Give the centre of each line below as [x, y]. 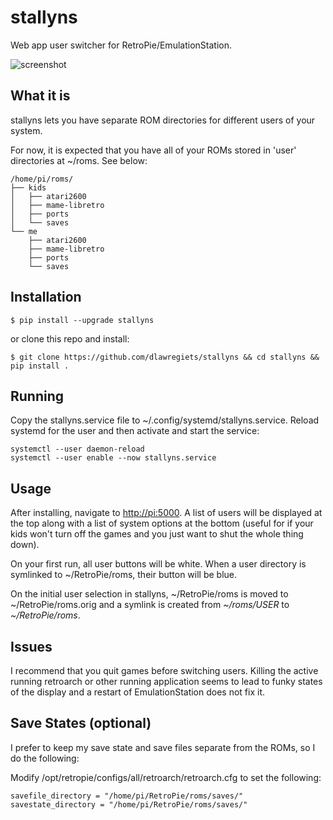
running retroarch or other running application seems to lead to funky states [166, 681]
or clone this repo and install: [70, 338]
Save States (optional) [81, 723]
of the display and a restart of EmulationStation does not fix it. [138, 692]
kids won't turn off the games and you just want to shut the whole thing [157, 534]
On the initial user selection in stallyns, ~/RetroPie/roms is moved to [149, 594]
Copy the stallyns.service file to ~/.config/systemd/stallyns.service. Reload [165, 420]
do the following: [45, 758]
